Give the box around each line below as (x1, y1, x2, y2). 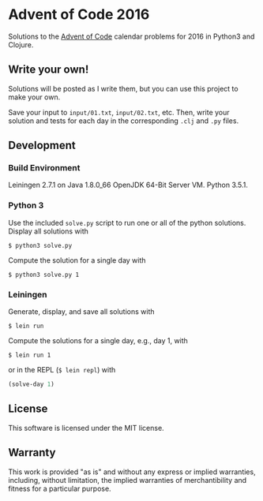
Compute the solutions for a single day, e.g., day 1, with (8, 336, 188, 346)
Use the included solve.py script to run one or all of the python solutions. (8, 218, 246, 227)
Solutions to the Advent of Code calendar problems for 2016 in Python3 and (8, 32, 255, 41)
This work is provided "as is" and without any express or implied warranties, (8, 467, 256, 477)
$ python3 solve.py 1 (8, 271, 80, 279)
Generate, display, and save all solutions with (8, 307, 156, 316)
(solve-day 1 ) (8, 380, 55, 388)
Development (8, 139, 77, 152)
